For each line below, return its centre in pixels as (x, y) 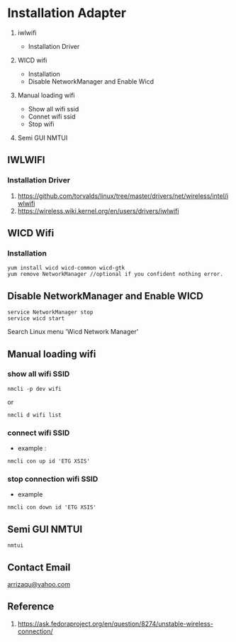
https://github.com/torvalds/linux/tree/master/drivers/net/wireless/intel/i (123, 196)
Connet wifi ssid (52, 116)
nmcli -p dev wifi (34, 389)
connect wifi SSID (39, 433)
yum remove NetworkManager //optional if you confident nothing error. (115, 275)
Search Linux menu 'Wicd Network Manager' (73, 332)
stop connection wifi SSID (53, 479)
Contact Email (39, 567)
